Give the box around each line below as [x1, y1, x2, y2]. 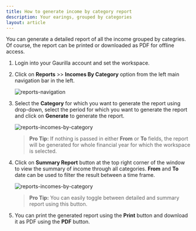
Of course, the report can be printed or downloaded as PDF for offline [6, 42, 174, 49]
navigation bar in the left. [14, 77, 75, 84]
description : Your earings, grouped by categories [6, 14, 132, 20]
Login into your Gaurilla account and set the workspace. [14, 59, 150, 66]
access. [6, 48, 25, 55]
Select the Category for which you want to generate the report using [14, 100, 181, 107]
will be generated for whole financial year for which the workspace [29, 142, 191, 149]
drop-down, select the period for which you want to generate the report [14, 106, 188, 113]
